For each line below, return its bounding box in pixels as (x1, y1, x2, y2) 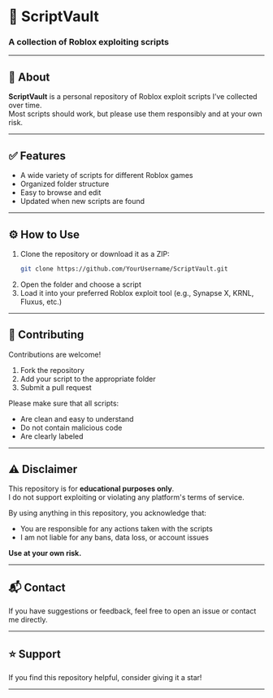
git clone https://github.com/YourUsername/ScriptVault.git (19, 264, 228, 273)
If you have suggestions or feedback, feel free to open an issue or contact (8, 606, 257, 616)
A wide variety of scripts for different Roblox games (19, 171, 193, 180)
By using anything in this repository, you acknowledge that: (8, 508, 207, 518)
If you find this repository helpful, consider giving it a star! (8, 673, 202, 683)
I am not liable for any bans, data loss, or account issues (19, 532, 210, 543)
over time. (8, 101, 42, 111)
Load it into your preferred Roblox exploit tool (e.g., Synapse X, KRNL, (19, 288, 254, 297)
